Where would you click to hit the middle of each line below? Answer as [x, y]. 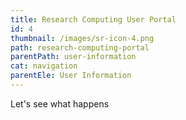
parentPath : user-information [73, 57]
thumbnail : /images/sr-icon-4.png [82, 38]
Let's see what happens [60, 103]
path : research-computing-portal [80, 47]
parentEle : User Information [71, 76]
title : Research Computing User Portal [93, 19]
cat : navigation [44, 66]
